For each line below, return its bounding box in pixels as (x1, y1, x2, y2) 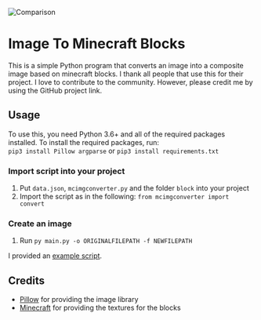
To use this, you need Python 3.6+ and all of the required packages (8, 129, 226, 139)
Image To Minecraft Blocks (8, 35, 186, 53)
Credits (8, 274, 45, 287)
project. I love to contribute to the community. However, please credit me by (8, 77, 253, 86)
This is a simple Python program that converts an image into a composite (8, 60, 245, 70)
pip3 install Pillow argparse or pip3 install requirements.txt (8, 146, 219, 155)
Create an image (8, 218, 72, 229)
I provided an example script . (8, 251, 103, 260)
